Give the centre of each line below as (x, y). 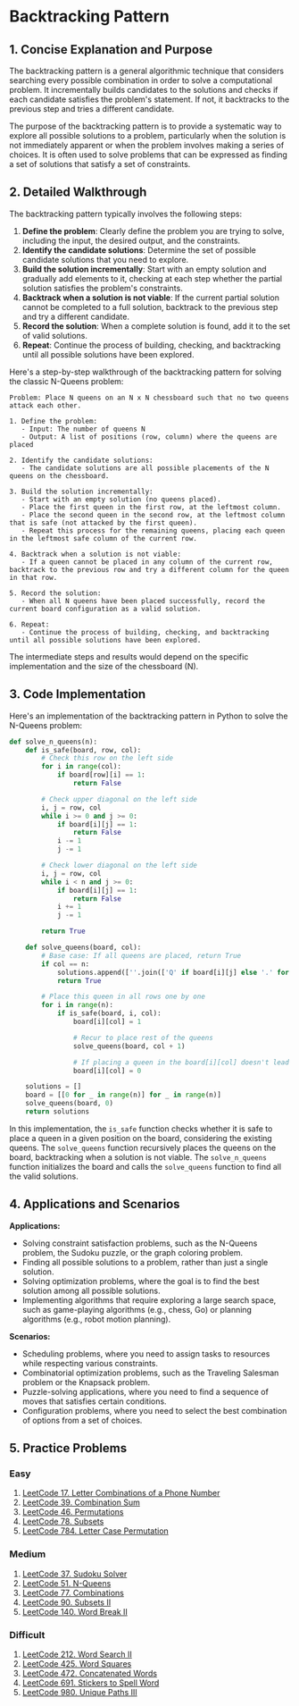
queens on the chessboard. (59, 475)
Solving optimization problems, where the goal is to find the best (141, 1281)
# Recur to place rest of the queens (143, 1038)
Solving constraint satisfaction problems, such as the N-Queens (140, 1243)
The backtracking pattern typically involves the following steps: (126, 214)
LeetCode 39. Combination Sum (81, 1502)
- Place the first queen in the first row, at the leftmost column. (151, 507)
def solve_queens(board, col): (83, 947)
